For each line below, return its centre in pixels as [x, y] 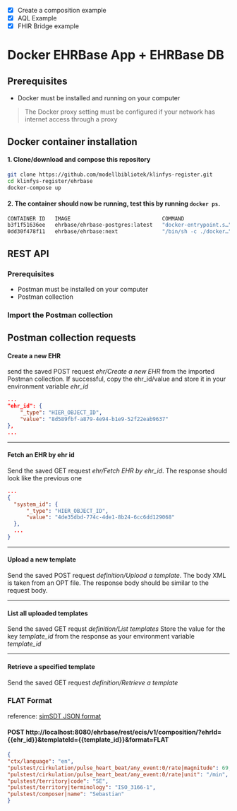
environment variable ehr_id [48, 386]
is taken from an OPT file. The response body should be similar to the [108, 583]
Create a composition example [62, 10]
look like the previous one [45, 478]
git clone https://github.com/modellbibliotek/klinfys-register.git [110, 174]
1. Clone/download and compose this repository [79, 160]
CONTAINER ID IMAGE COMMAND [96, 218]
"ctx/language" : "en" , [41, 761]
